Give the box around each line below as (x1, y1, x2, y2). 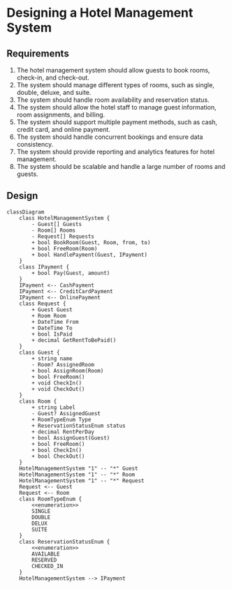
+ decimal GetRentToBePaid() (31, 336, 117, 343)
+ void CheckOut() (31, 385, 85, 392)
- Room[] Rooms (31, 227, 76, 234)
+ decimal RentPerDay (31, 428, 95, 435)
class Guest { (19, 349, 60, 356)
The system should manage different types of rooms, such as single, (16, 81, 215, 89)
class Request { (19, 300, 67, 307)
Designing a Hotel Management (6, 5, 194, 21)
